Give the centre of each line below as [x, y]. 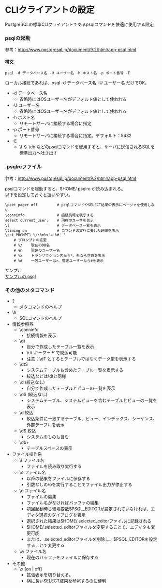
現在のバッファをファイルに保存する [63, 557]
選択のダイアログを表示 [62, 515]
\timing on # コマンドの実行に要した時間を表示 [62, 231]
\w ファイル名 [33, 552]
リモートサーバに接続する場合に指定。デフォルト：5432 [75, 136]
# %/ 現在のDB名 [32, 245]
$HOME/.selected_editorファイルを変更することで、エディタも [89, 527]
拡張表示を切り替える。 [50, 575]
